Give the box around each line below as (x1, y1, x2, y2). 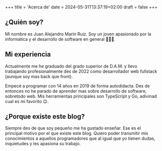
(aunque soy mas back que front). (5, 73, 73, 79)
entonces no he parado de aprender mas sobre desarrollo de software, (5, 88, 147, 94)
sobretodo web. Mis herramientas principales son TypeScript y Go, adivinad (5, 93, 157, 99)
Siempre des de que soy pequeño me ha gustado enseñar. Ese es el (5, 125, 141, 131)
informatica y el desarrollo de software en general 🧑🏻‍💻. (5, 36, 115, 42)
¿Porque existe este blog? (5, 113, 85, 121)
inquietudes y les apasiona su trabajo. (5, 141, 81, 147)
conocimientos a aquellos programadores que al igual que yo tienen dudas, (5, 135, 156, 141)
